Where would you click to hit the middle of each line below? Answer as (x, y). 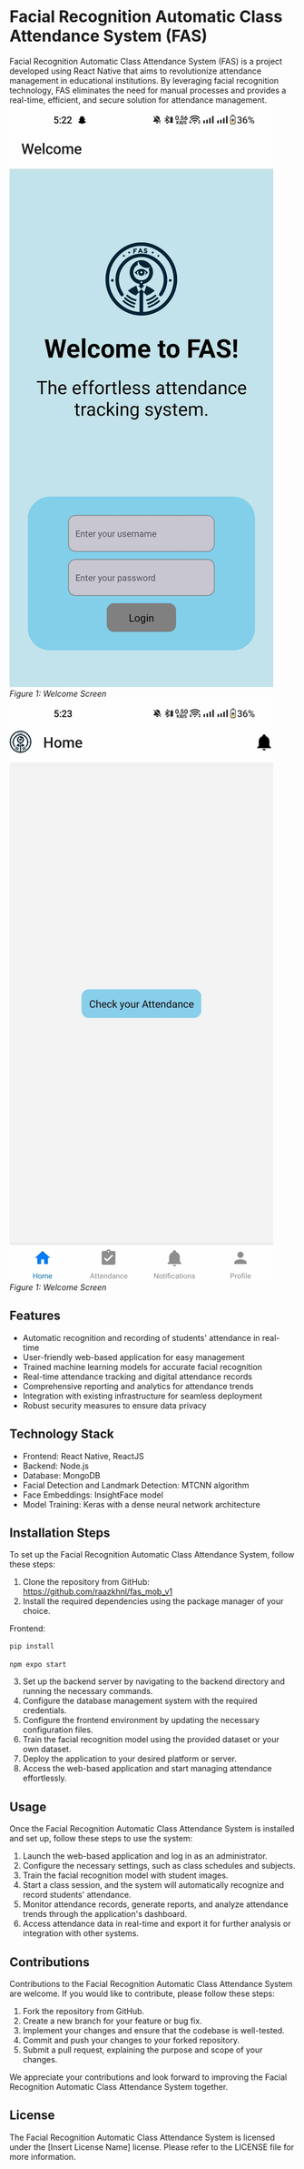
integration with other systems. (80, 1933)
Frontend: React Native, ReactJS (83, 1456)
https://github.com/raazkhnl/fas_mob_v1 (98, 1592)
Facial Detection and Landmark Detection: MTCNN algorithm (136, 1485)
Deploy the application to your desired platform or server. (130, 1759)
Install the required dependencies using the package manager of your (153, 1601)
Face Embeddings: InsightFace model (93, 1495)
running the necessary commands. (88, 1691)
